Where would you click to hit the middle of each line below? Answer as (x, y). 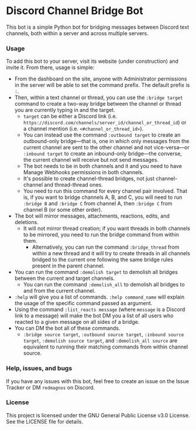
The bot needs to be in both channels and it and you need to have (103, 166)
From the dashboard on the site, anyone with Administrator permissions (101, 79)
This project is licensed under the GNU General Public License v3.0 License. (98, 415)
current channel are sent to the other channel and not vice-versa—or (106, 147)
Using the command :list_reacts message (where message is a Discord (100, 310)
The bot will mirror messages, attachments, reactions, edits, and (92, 216)
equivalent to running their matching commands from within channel (106, 347)
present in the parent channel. (68, 266)
